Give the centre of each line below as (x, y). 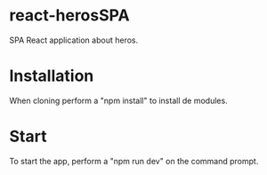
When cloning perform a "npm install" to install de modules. (119, 100)
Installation (52, 76)
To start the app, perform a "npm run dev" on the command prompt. (134, 161)
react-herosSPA (70, 16)
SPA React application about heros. (74, 40)
